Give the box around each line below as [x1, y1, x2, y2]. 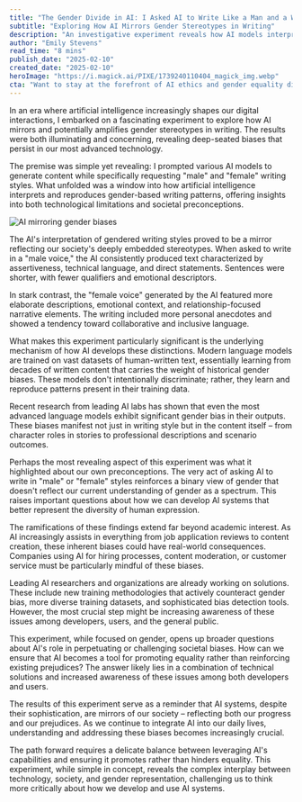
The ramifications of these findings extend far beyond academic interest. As [9, 521, 291, 532]
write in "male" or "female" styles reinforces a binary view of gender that [9, 475, 279, 486]
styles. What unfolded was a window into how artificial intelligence [9, 179, 256, 190]
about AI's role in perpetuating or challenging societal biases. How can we [9, 643, 285, 653]
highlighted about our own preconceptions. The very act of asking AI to [9, 465, 274, 477]
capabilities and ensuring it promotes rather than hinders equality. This [9, 753, 271, 765]
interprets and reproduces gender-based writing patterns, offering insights [9, 189, 286, 200]
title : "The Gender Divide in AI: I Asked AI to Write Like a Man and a [9, 13, 288, 23]
